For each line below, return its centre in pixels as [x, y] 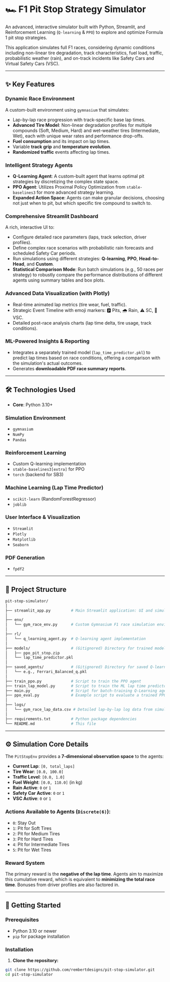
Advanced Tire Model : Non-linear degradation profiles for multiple [82, 125]
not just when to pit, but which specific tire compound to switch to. [82, 203]
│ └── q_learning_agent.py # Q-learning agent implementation [75, 639]
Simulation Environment [35, 417]
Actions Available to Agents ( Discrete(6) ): [58, 812]
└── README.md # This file [51, 724]
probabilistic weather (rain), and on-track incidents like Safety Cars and [80, 58]
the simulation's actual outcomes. [48, 363]
